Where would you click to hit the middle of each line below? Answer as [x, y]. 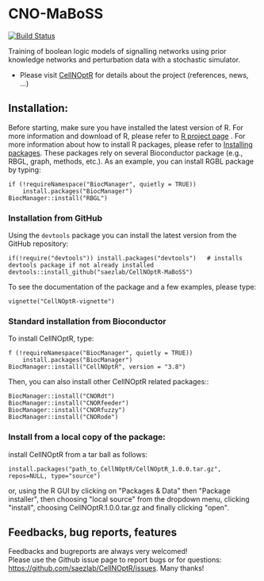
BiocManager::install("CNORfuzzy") [67, 410]
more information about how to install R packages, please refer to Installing [131, 144]
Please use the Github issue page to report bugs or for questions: [115, 560]
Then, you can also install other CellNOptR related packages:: [109, 382]
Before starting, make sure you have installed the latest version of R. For [126, 127]
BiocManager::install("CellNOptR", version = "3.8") [97, 367]
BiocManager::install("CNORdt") [61, 396]
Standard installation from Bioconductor [87, 321]
